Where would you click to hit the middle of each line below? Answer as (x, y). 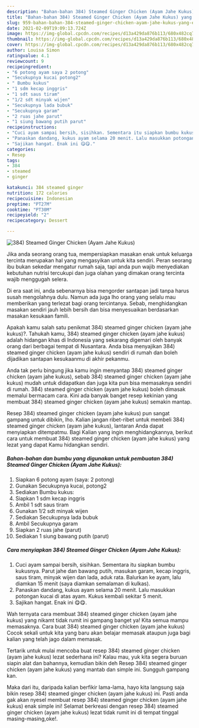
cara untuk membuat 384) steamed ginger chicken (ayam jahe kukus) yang (98, 438)
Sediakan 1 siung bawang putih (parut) (62, 536)
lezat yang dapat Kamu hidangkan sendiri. (58, 445)
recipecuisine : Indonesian (40, 198)
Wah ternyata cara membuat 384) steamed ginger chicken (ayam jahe (92, 614)
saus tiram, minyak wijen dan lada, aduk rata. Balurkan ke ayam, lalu (98, 577)
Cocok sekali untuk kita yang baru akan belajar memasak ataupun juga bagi (99, 633)
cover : (15, 45)
